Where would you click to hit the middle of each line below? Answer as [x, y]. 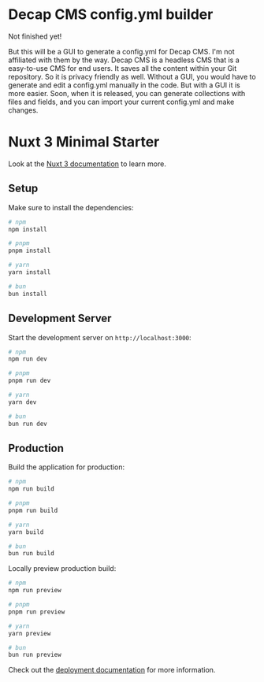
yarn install [30, 272]
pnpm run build [33, 510]
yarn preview [30, 633]
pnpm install [30, 251]
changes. [23, 110]
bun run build [32, 554]
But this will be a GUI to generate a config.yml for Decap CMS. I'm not [121, 51]
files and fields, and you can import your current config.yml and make [121, 102]
